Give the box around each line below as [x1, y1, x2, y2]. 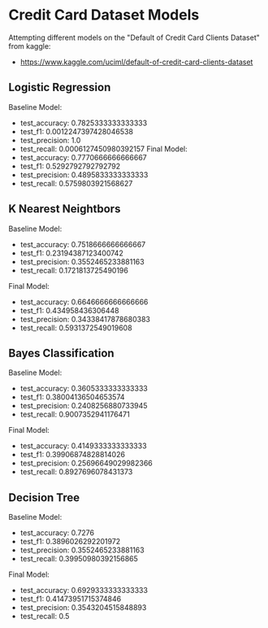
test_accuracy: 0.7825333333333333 [19, 118, 148, 128]
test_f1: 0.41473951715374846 [19, 594, 122, 604]
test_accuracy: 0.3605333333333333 [19, 384, 148, 394]
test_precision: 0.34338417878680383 [19, 314, 150, 324]
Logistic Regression [8, 81, 111, 94]
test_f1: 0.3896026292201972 [19, 537, 121, 547]
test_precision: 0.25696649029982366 [19, 458, 153, 469]
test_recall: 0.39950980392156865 [19, 554, 138, 564]
